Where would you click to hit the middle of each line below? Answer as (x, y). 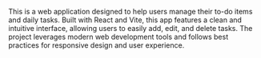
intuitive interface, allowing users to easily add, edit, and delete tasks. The (130, 28)
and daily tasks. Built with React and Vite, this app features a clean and (125, 20)
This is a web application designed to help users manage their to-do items (130, 12)
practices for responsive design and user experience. (96, 45)
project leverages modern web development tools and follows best (118, 37)
